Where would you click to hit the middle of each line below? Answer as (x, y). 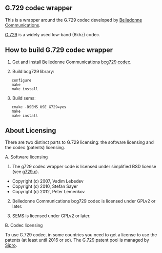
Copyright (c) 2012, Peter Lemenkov (49, 192)
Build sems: (24, 98)
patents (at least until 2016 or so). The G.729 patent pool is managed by (77, 240)
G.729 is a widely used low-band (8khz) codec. (53, 34)
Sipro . (11, 245)
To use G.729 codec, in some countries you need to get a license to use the (81, 235)
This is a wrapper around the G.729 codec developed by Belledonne (74, 20)
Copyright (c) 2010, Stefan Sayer (45, 186)
